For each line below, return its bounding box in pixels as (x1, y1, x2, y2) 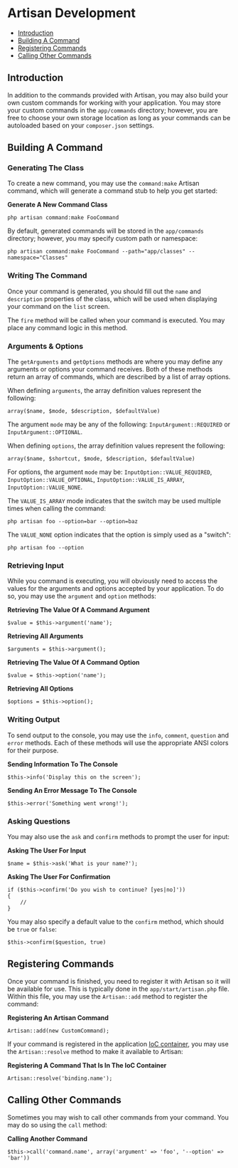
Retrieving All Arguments (7, 632, 84, 641)
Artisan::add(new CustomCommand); (7, 1027, 110, 1034)
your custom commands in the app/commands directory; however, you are (7, 105, 218, 115)
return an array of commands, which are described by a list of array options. (7, 372, 231, 382)
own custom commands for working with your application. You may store (7, 98, 222, 107)
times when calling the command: (7, 504, 107, 513)
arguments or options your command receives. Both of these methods (7, 365, 213, 374)
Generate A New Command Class (7, 201, 108, 209)
